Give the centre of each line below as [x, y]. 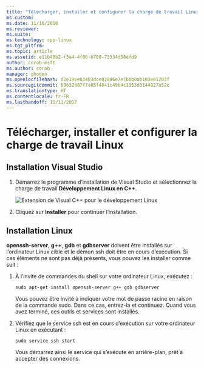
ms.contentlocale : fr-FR [38, 96]
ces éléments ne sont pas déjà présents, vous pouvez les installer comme [99, 258]
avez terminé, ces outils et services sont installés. [77, 312]
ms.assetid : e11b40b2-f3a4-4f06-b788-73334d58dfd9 [72, 57]
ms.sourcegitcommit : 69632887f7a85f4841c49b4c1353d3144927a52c [88, 85]
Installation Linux [39, 231]
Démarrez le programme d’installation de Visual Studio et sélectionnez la [106, 182]
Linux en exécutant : [40, 330]
